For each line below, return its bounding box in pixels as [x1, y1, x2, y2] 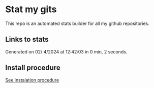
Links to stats [5, 35, 49, 44]
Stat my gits [5, 4, 57, 15]
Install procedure [5, 64, 60, 72]
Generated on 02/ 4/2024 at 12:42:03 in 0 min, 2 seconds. [5, 48, 128, 54]
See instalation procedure [5, 77, 59, 83]
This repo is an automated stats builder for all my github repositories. [5, 20, 149, 26]
